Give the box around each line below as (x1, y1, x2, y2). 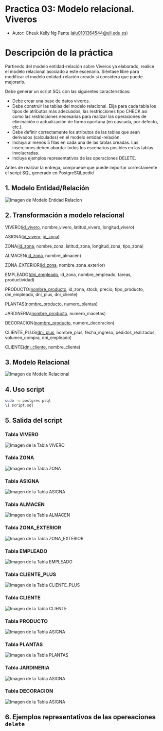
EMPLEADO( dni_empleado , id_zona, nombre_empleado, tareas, (5, 272, 132, 277)
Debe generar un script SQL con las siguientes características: (5, 88, 130, 94)
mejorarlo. (5, 79, 26, 85)
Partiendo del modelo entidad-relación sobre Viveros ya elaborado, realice (5, 63, 155, 69)
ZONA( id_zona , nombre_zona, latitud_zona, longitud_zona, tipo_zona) (5, 243, 144, 249)
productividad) (5, 276, 35, 282)
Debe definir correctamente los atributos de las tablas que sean (12, 129, 140, 135)
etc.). (12, 124, 23, 130)
